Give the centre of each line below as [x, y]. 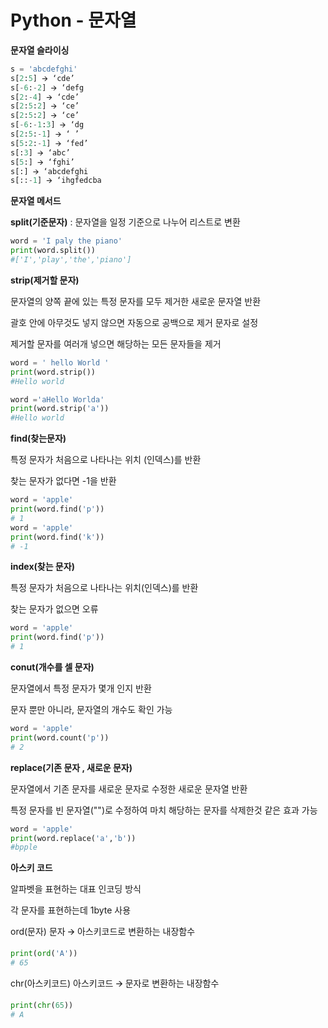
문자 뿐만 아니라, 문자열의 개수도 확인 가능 [91, 710]
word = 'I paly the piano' [66, 241]
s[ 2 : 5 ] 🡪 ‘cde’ [42, 78]
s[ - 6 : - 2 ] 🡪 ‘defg [47, 87]
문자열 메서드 [36, 201]
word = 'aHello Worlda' [57, 399]
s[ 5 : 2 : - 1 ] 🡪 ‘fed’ [49, 143]
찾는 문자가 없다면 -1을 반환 [63, 481]
